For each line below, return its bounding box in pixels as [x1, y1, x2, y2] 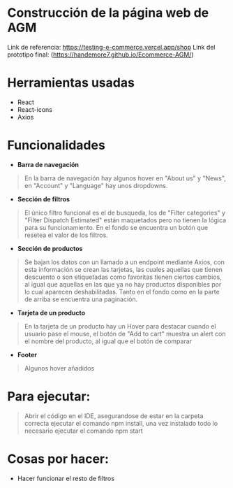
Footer [17, 350, 37, 359]
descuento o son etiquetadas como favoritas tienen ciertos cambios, [24, 273, 222, 281]
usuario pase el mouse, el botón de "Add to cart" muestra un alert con [24, 329, 226, 338]
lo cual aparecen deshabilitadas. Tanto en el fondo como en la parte [24, 287, 220, 296]
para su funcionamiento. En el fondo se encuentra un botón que [24, 223, 208, 231]
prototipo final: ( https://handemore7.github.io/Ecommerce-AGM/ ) [7, 50, 194, 59]
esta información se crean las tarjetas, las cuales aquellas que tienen [24, 265, 223, 273]
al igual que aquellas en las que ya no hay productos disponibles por [24, 280, 222, 288]
